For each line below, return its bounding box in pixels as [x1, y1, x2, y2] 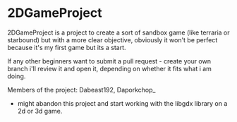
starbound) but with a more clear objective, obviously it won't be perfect [7, 35, 218, 44]
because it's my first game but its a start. [7, 43, 126, 51]
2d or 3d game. [17, 106, 63, 115]
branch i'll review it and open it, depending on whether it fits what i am [7, 64, 212, 73]
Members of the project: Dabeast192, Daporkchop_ [7, 85, 156, 94]
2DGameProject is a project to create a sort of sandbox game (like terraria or [7, 28, 231, 37]
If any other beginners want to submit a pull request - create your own [7, 56, 212, 65]
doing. [7, 72, 26, 80]
